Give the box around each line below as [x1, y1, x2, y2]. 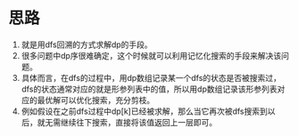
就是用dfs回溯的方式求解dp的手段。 [21, 39, 153, 50]
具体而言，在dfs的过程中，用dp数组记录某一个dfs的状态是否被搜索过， [21, 72, 282, 83]
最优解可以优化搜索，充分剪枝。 [37, 94, 155, 105]
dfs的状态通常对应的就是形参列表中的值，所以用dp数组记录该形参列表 [21, 84, 277, 94]
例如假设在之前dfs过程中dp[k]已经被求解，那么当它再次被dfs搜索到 [21, 106, 269, 116]
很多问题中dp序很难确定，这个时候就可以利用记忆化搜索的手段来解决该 [21, 50, 282, 60]
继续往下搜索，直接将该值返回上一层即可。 [60, 116, 218, 127]
